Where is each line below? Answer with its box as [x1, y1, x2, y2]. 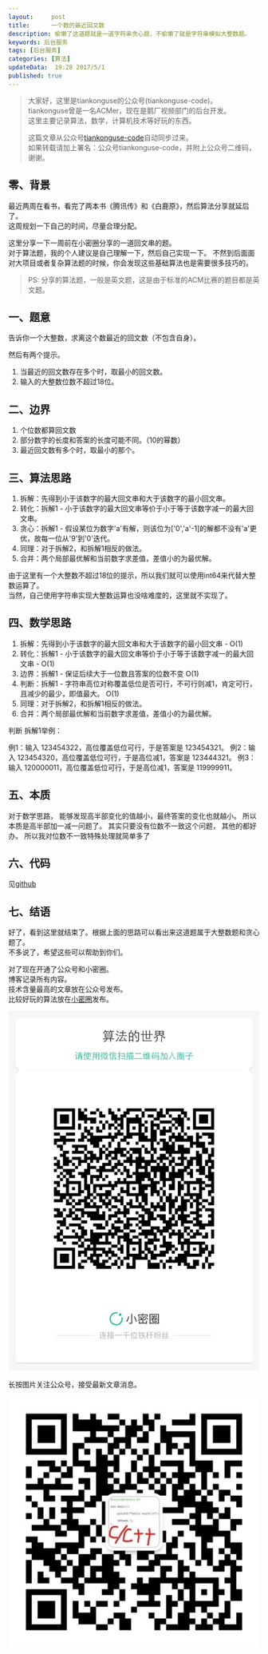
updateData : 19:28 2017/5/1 [8, 64, 105, 72]
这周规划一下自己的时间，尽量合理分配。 [8, 220, 141, 231]
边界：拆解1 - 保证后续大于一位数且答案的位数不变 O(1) [19, 668, 199, 678]
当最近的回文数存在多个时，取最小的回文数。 [19, 367, 167, 377]
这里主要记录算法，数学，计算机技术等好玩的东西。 [27, 116, 196, 125]
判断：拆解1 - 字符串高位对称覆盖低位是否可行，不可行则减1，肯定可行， [19, 679, 257, 688]
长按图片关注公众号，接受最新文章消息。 [8, 1380, 141, 1390]
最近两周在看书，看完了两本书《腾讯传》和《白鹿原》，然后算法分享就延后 [8, 200, 250, 211]
